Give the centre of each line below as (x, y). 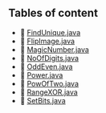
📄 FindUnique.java (50, 32)
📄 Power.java (41, 75)
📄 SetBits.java (43, 100)
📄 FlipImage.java (47, 41)
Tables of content (53, 13)
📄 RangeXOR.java (49, 92)
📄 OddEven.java (46, 67)
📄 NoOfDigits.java (49, 58)
